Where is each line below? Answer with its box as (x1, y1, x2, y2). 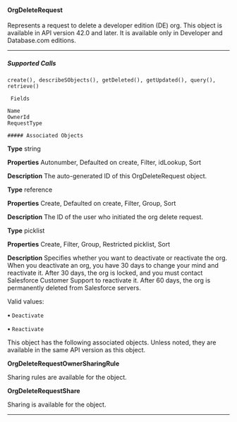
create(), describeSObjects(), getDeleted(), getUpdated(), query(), (7, 77, 217, 84)
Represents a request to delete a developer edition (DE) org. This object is (7, 21, 222, 30)
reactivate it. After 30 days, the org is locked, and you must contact (7, 268, 203, 278)
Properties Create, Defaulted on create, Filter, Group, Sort (7, 199, 176, 208)
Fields (10, 95, 30, 102)
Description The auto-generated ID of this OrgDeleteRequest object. (7, 172, 207, 180)
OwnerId (7, 113, 30, 121)
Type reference (7, 185, 53, 194)
